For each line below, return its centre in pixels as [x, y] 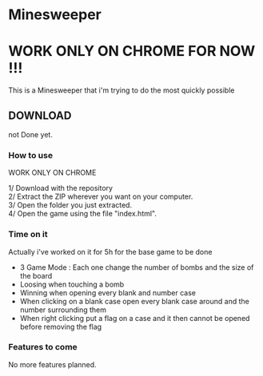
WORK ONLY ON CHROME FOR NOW [132, 51]
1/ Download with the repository [61, 188]
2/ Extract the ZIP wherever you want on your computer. [101, 196]
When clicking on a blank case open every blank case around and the [134, 301]
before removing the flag [61, 327]
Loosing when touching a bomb [72, 284]
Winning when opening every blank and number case [108, 292]
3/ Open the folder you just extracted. [70, 205]
